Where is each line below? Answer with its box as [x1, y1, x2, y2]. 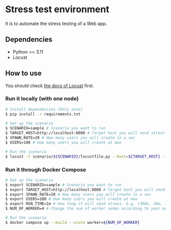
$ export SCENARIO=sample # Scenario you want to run [5, 182, 122, 187]
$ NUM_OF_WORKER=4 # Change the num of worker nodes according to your [5, 206, 160, 211]
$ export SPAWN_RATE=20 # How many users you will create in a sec [5, 192, 152, 197]
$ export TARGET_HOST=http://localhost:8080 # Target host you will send [5, 187, 165, 192]
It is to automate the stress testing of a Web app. [5, 20, 107, 27]
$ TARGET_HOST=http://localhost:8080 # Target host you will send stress [5, 131, 165, 136]
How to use [5, 69, 42, 78]
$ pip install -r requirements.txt [5, 111, 81, 117]
